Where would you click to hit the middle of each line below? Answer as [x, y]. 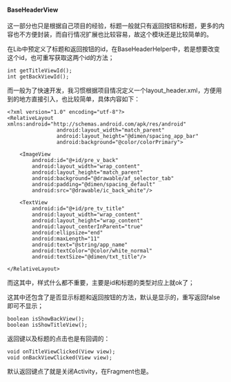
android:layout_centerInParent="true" [88, 227]
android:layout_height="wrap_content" [88, 221]
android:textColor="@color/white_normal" [92, 251]
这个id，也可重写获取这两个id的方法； [61, 58]
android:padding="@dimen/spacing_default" [94, 185]
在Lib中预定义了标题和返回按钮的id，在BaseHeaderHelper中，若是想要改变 [114, 49]
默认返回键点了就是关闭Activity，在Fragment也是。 [80, 372]
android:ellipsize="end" [68, 233]
